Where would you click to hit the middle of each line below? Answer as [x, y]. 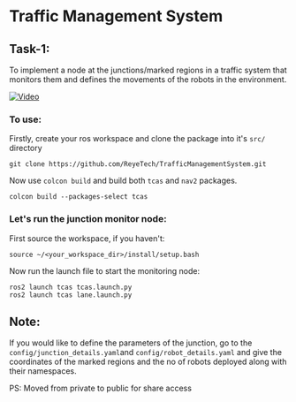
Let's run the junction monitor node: [88, 219]
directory [26, 148]
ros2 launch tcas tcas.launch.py [71, 287]
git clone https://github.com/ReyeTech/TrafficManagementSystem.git [138, 164]
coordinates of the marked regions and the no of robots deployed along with [148, 362]
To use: [26, 119]
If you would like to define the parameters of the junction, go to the [131, 343]
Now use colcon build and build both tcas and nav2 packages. [123, 181]
